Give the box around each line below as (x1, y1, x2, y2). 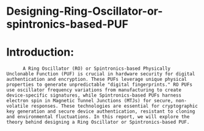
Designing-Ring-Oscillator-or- (6, 4, 163, 18)
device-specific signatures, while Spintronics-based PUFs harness (6, 92, 182, 99)
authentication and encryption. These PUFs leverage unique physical (6, 77, 188, 83)
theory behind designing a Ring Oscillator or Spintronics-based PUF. (6, 119, 190, 125)
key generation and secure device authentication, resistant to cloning (6, 108, 195, 114)
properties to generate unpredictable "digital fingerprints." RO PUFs (6, 81, 192, 88)
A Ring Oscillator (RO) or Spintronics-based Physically (22, 65, 171, 72)
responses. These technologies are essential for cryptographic (31, 103, 199, 110)
